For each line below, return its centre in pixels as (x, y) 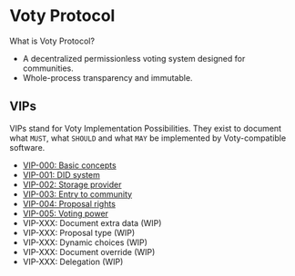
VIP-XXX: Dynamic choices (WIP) (85, 242)
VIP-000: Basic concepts (69, 165)
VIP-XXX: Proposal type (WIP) (79, 232)
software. (27, 147)
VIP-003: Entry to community (77, 194)
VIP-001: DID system (61, 174)
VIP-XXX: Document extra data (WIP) (92, 222)
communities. (48, 68)
